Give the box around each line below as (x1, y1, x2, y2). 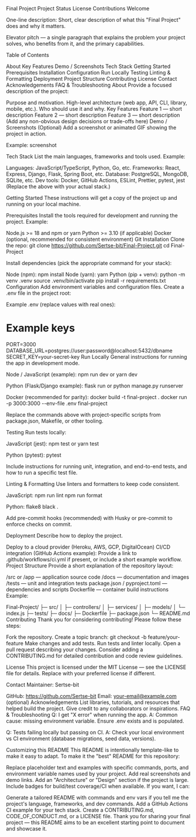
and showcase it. (6, 825, 47, 832)
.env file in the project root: (6, 290, 71, 297)
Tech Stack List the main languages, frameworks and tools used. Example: (6, 153, 185, 160)
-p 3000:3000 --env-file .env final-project (6, 400, 108, 407)
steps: (6, 622, 21, 629)
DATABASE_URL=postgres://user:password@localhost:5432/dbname (6, 347, 173, 354)
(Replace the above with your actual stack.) (6, 183, 111, 190)
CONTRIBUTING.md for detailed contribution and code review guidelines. (6, 652, 183, 659)
